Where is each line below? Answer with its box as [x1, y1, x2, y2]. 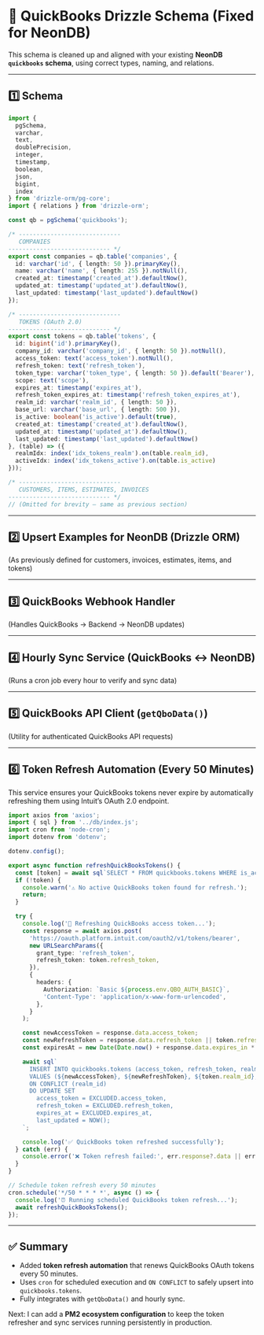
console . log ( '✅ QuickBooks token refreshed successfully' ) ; [22, 1137, 225, 1146]
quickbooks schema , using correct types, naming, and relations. [8, 58, 214, 68]
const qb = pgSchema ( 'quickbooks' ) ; [8, 216, 128, 224]
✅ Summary [8, 1240, 68, 1253]
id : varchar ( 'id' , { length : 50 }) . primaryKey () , [15, 260, 181, 268]
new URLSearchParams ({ [28, 941, 104, 949]
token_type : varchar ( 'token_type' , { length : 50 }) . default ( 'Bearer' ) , [15, 369, 255, 377]
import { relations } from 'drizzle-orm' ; [8, 202, 149, 210]
